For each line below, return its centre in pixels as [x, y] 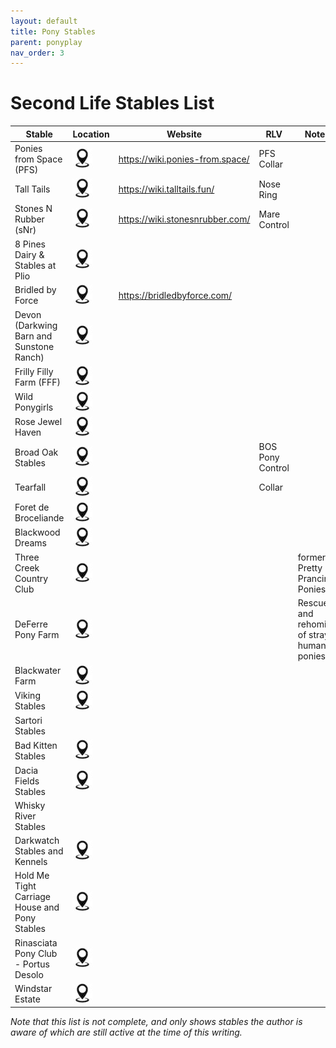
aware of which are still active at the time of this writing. [126, 1032]
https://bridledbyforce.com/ [175, 295]
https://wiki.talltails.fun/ [166, 189]
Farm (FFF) [38, 382]
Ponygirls [34, 407]
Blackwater [38, 671]
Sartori [28, 721]
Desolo [29, 974]
